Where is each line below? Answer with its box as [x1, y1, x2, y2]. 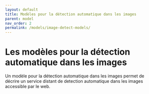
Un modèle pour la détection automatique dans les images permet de [5, 73, 145, 79]
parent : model [5, 16, 34, 21]
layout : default [5, 7, 38, 12]
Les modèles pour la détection [5, 47, 130, 58]
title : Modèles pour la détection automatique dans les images [5, 12, 137, 17]
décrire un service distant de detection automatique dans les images [5, 78, 143, 84]
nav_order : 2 [5, 21, 32, 26]
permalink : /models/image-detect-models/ [5, 25, 91, 30]
